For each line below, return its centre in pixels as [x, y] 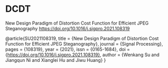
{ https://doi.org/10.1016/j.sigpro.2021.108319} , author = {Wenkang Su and [82, 55]
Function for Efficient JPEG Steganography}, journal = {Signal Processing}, [84, 43]
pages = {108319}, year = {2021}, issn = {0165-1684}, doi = [68, 49]
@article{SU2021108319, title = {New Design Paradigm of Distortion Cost [82, 38]
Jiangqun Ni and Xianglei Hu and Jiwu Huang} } [56, 60]
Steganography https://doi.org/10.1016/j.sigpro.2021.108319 [68, 28]
